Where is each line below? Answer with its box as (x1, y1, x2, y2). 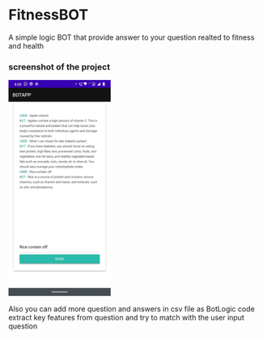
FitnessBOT (8, 6, 89, 24)
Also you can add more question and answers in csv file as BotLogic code (8, 303, 255, 313)
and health (8, 40, 45, 50)
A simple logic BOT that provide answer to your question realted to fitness (8, 32, 255, 42)
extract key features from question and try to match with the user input (8, 312, 244, 322)
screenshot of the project (8, 61, 111, 72)
